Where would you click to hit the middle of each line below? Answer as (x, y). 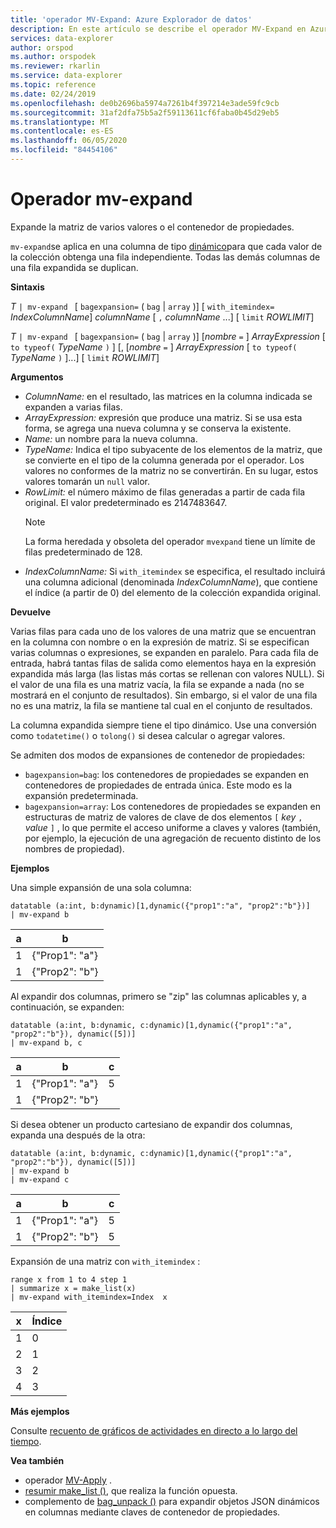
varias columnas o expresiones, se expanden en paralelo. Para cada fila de (164, 652)
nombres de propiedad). (74, 848)
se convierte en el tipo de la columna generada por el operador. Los (164, 460)
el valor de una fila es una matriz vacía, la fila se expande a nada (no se (157, 684)
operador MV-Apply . (68, 1480)
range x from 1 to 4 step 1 (69, 1279)
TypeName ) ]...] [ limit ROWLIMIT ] (85, 357)
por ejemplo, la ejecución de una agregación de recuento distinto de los (173, 838)
